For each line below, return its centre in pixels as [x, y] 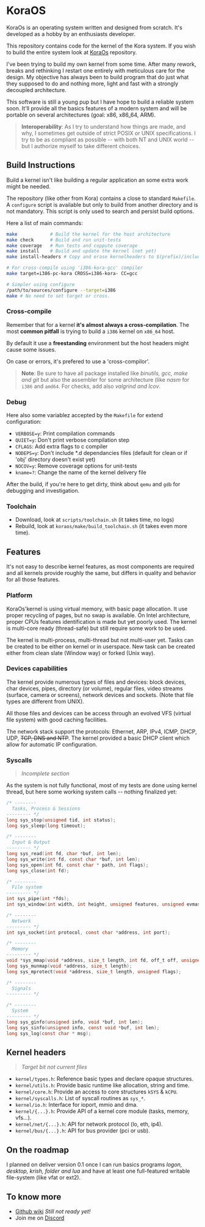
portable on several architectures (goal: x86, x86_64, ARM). [81, 115]
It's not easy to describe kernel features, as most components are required [100, 567]
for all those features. [33, 579]
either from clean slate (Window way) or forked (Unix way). [81, 653]
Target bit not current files [54, 1067]
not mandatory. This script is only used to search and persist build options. [100, 211]
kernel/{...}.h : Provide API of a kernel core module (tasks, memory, [102, 1111]
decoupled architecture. [37, 90]
